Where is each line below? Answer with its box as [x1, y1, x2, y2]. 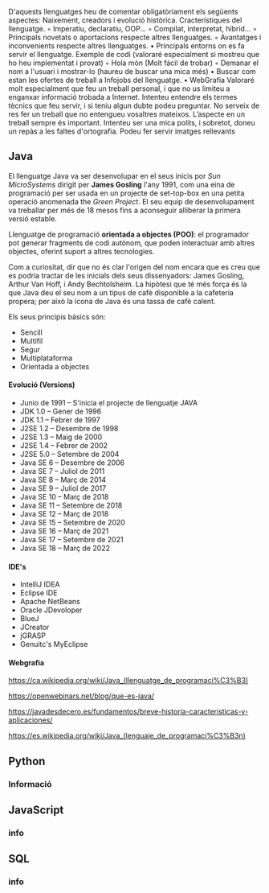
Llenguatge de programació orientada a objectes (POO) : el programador [8, 229, 250, 239]
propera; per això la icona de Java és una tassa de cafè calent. [8, 296, 216, 306]
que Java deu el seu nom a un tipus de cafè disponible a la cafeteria [8, 287, 234, 297]
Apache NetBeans [19, 597, 80, 607]
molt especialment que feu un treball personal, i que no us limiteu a [8, 84, 230, 93]
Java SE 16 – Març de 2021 [19, 526, 109, 536]
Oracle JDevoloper [19, 605, 83, 615]
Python [8, 754, 46, 767]
